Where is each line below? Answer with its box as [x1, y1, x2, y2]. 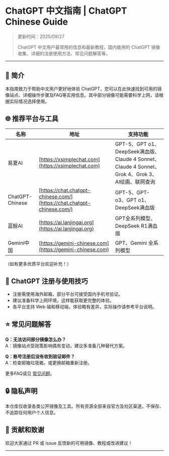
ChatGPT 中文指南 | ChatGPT [5, 5, 127, 17]
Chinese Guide [5, 16, 68, 28]
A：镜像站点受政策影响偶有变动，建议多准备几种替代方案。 [5, 343, 127, 349]
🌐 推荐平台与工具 [5, 114, 59, 123]
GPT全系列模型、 [115, 215, 156, 222]
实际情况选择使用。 [9, 98, 49, 104]
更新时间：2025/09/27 [17, 33, 65, 39]
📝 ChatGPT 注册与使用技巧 [5, 277, 88, 285]
